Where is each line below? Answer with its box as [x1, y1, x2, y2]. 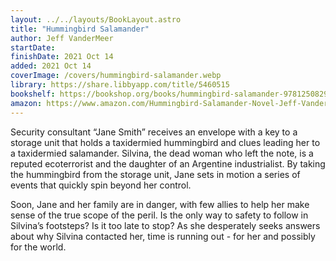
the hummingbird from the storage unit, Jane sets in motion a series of [10, 168, 301, 180]
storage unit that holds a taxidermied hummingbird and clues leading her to [10, 136, 321, 148]
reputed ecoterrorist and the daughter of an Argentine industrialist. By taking [10, 157, 326, 170]
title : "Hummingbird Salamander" [10, 24, 150, 34]
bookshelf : [10, 89, 56, 99]
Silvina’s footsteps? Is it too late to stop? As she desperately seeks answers [10, 219, 321, 231]
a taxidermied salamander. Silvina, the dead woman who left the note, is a [10, 147, 314, 159]
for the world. [10, 241, 67, 253]
